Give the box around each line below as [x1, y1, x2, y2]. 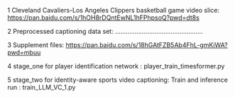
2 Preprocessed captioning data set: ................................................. [7, 27, 204, 35]
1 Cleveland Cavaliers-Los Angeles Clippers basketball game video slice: [7, 6, 220, 14]
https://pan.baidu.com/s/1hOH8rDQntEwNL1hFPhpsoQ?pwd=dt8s [7, 13, 200, 22]
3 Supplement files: [7, 41, 65, 49]
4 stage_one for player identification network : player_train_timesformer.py [7, 62, 225, 70]
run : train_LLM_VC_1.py [7, 83, 76, 91]
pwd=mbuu [7, 49, 41, 56]
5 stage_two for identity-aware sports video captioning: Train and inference [7, 75, 229, 84]
